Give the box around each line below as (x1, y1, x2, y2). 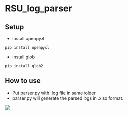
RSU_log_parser (5, 3, 73, 14)
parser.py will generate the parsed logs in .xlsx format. (12, 95, 124, 101)
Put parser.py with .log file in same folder (12, 90, 96, 96)
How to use (5, 77, 41, 85)
